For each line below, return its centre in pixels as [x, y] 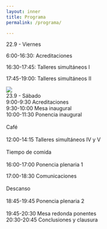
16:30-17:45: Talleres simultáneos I [48, 67]
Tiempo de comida [29, 152]
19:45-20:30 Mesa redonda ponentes [51, 214]
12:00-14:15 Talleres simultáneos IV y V [53, 140]
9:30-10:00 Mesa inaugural [39, 108]
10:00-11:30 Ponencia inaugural [44, 115]
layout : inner [24, 11]
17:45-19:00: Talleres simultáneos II [49, 79]
